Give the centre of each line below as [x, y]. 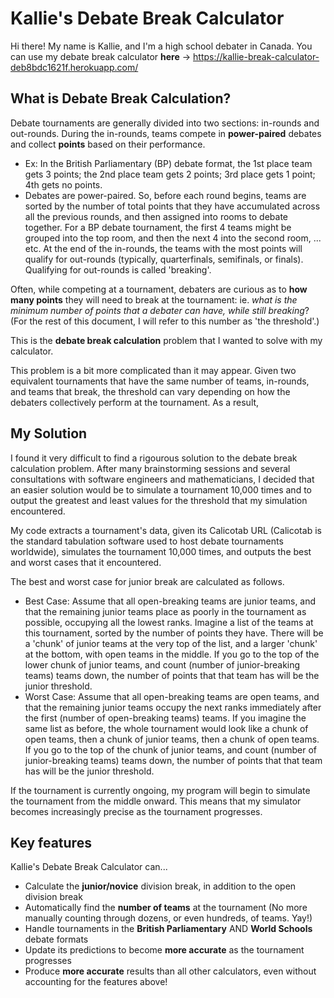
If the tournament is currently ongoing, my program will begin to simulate [160, 790]
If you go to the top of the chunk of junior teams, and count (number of [171, 749]
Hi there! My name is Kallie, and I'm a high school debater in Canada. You [161, 46]
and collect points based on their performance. [108, 144]
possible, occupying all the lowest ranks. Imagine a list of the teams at [169, 622]
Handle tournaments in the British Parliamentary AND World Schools [168, 929]
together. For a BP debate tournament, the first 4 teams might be [158, 227]
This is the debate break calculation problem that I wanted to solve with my [166, 340]
